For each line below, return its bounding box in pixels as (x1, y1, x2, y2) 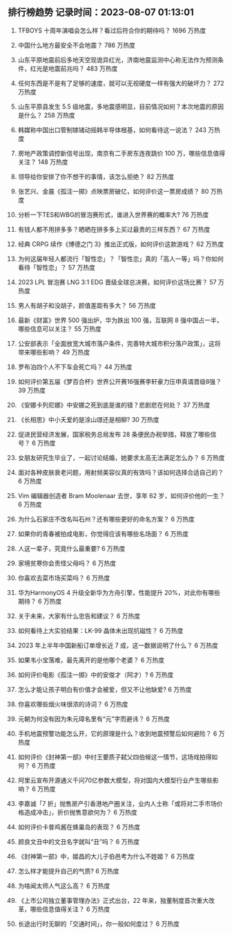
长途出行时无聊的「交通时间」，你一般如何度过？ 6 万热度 (17, 919, 180, 928)
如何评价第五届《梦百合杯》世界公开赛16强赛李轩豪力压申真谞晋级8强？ (17, 377, 222, 385)
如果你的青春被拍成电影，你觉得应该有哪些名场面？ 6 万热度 (17, 529, 189, 538)
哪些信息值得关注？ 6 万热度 (30, 905, 110, 913)
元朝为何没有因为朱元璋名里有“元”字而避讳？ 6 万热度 (17, 715, 170, 723)
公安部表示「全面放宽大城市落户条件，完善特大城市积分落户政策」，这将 (17, 339, 221, 347)
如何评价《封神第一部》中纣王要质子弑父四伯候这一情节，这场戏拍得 (17, 753, 212, 761)
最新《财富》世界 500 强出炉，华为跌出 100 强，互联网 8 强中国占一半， (17, 315, 223, 324)
